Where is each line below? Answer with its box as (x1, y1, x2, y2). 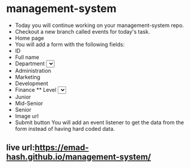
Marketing (14, 73, 41, 80)
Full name (14, 53, 40, 61)
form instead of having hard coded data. (14, 125, 115, 132)
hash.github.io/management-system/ (6, 152, 152, 162)
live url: (6, 143, 35, 153)
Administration (14, 67, 52, 74)
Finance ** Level (14, 86, 57, 93)
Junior (14, 93, 31, 100)
